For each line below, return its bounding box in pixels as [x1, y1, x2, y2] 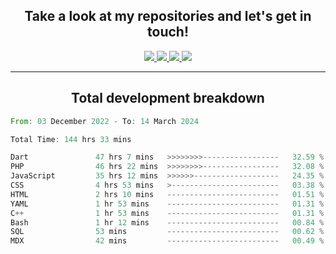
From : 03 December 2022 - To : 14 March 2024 [10, 116, 199, 126]
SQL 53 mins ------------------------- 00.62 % [10, 227, 325, 237]
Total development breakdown [71, 90, 265, 107]
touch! [147, 24, 189, 41]
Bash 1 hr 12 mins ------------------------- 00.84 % [10, 217, 325, 228]
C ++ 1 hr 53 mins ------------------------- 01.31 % [10, 208, 325, 218]
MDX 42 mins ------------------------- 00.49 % [10, 236, 325, 246]
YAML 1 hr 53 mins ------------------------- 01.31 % [10, 199, 325, 209]
